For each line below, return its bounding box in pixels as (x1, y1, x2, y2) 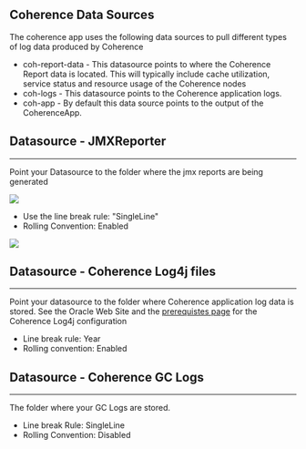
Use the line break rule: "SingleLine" (22, 210, 159, 221)
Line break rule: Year (22, 333, 101, 344)
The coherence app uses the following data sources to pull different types (9, 31, 287, 42)
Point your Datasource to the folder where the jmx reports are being (9, 166, 264, 177)
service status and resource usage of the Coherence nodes (22, 77, 247, 89)
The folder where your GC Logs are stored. (9, 403, 171, 413)
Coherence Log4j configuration (9, 316, 127, 327)
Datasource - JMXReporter (9, 134, 167, 149)
